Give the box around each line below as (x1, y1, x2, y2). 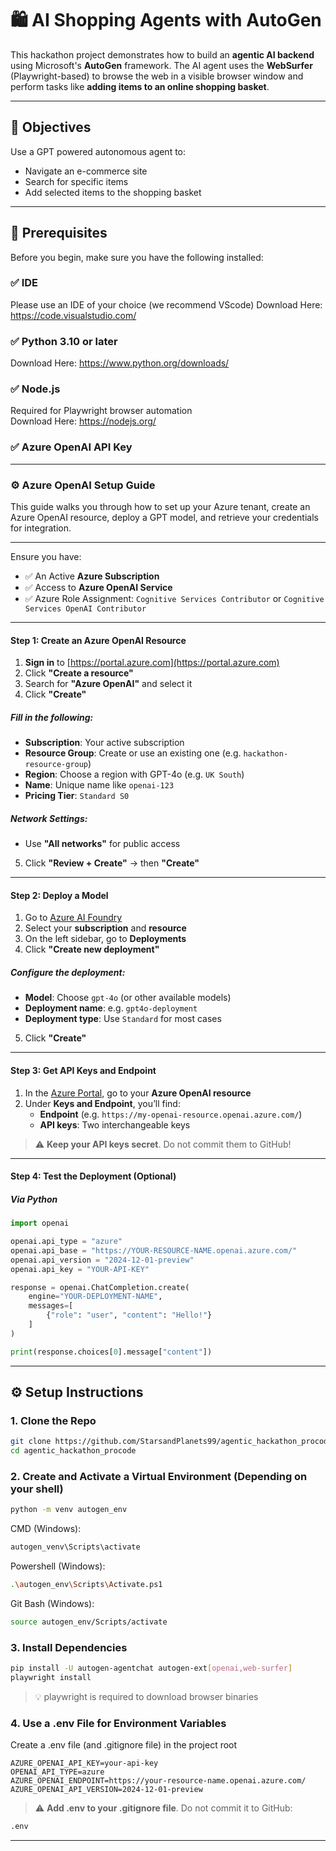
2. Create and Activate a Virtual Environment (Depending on (10, 1469, 308, 1483)
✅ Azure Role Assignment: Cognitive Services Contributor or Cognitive (24, 593, 325, 605)
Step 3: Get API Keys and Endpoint (10, 1064, 157, 1076)
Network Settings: (10, 812, 88, 824)
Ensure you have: (10, 551, 82, 563)
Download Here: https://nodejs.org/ (10, 415, 157, 427)
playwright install (10, 1673, 92, 1683)
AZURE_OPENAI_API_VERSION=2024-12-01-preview (10, 1785, 203, 1795)
